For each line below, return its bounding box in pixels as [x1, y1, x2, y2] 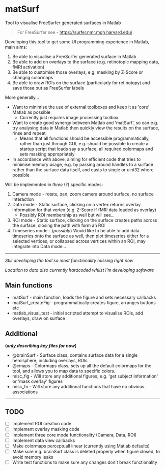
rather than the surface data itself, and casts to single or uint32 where [12, 166, 154, 173]
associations [12, 389, 38, 395]
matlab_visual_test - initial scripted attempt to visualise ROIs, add [12, 310, 143, 316]
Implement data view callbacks [12, 437, 75, 443]
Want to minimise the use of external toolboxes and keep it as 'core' [12, 104, 150, 110]
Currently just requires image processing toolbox [19, 114, 119, 120]
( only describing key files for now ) [5, 343, 77, 348]
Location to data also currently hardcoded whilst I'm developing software [5, 267, 154, 273]
